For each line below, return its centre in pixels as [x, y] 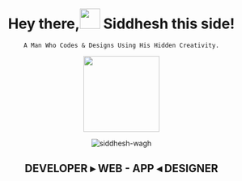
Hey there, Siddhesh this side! [121, 24]
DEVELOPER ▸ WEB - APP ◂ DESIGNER [121, 168]
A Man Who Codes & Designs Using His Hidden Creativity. [121, 45]
